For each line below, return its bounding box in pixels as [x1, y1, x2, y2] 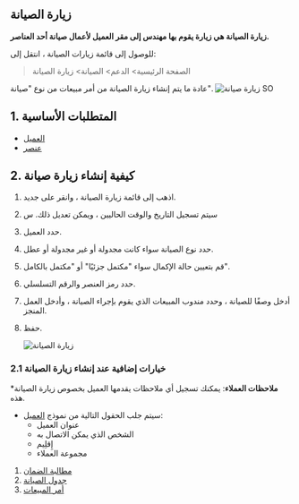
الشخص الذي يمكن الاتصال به [36, 429, 134, 440]
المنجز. [22, 305, 47, 316]
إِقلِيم [36, 438, 54, 448]
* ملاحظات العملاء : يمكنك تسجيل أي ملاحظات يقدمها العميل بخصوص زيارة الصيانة [10, 382, 278, 393]
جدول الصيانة [22, 474, 67, 485]
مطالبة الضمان [22, 465, 73, 475]
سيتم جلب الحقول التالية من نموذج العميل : [22, 409, 164, 420]
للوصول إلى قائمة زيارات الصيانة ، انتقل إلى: [10, 48, 157, 59]
